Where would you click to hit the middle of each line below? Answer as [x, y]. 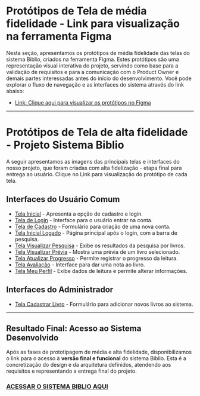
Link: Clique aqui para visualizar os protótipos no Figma [83, 102]
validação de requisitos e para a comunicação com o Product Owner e [93, 72]
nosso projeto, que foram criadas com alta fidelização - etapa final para [94, 168]
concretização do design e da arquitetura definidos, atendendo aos [89, 365]
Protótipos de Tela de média [76, 11]
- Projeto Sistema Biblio [65, 145]
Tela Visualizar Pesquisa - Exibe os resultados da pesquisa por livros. [100, 245]
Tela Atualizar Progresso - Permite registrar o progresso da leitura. [96, 258]
